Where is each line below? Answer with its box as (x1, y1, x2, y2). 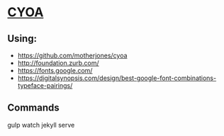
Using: (7, 33, 38, 45)
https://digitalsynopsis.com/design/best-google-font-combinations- (17, 74, 217, 82)
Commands (7, 102, 60, 114)
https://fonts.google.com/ (17, 67, 93, 74)
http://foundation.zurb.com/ (17, 59, 99, 67)
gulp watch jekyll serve (7, 120, 75, 129)
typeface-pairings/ (17, 81, 73, 89)
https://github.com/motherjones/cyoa (17, 51, 128, 59)
